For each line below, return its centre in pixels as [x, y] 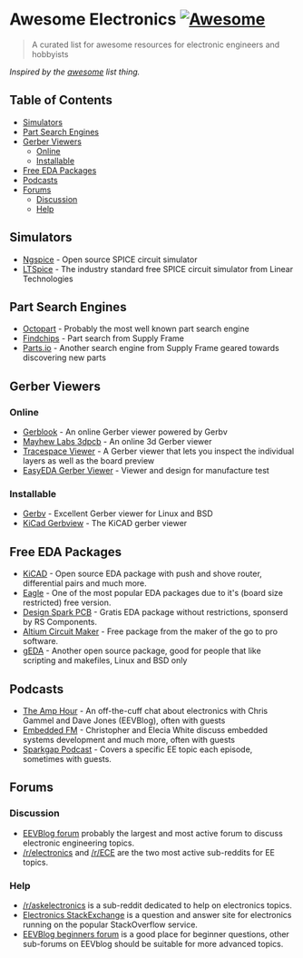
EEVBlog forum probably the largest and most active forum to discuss [152, 833]
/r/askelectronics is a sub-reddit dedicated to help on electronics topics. [157, 905]
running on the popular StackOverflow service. [110, 924]
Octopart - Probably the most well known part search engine [136, 329]
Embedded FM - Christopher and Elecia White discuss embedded [145, 729]
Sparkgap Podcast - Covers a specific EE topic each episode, [137, 749]
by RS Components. [60, 622]
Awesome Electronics [93, 20]
